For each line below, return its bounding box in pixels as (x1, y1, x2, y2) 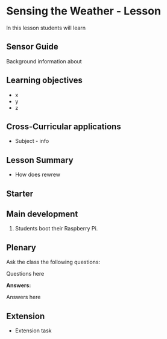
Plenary (6, 242, 36, 253)
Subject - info (14, 138, 49, 145)
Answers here (6, 294, 41, 301)
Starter (6, 188, 34, 198)
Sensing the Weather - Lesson (6, 4, 162, 18)
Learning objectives (6, 75, 83, 86)
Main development (6, 209, 78, 219)
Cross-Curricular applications (6, 121, 122, 131)
